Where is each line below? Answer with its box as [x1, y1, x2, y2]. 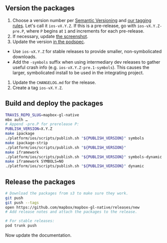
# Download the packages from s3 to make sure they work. [5, 190, 128, 196]
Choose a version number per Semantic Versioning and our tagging [12, 17, 151, 23]
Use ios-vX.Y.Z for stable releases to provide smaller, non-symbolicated [12, 48, 162, 54]
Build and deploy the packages [5, 99, 103, 108]
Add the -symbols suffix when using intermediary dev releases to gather [12, 59, 160, 65]
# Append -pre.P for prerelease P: [5, 122, 79, 127]
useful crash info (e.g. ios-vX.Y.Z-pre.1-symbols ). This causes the [12, 64, 149, 70]
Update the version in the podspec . [12, 39, 85, 45]
